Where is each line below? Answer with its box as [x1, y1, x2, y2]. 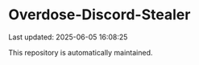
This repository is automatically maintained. [8, 47, 153, 57]
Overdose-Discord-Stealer [8, 6, 191, 24]
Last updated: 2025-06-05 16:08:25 [8, 32, 128, 42]
